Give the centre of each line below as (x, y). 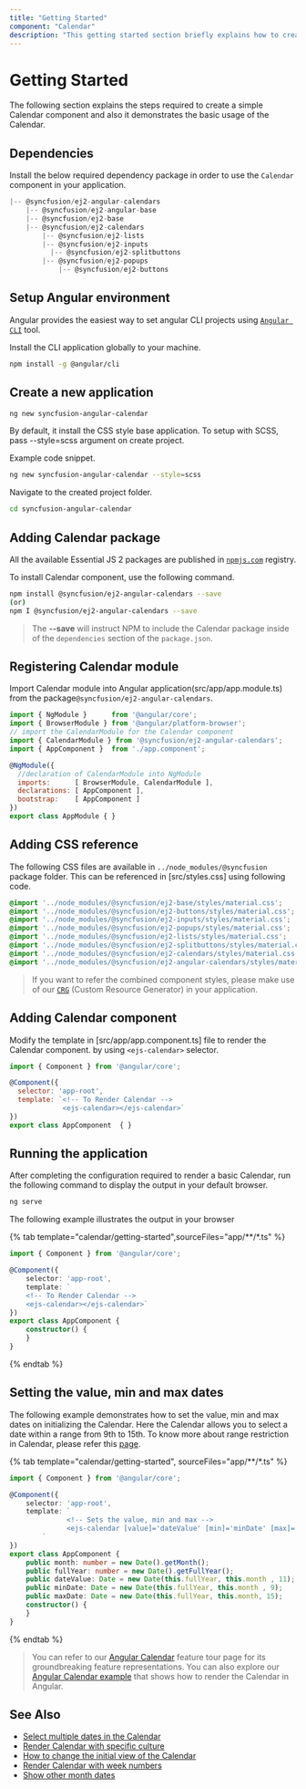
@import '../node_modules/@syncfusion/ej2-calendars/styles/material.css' (154, 953)
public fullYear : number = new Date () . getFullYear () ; (130, 1571)
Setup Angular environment (90, 298)
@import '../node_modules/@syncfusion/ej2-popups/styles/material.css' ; (150, 928)
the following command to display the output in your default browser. (139, 1185)
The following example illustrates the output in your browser (122, 1220)
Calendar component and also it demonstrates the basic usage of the (139, 115)
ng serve (26, 1202)
